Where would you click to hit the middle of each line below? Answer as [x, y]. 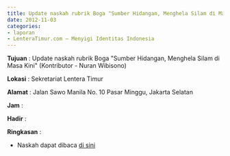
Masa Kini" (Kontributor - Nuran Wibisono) [67, 66]
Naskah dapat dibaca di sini [56, 145]
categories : [24, 26]
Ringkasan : [24, 132]
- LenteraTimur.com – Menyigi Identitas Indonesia [81, 39]
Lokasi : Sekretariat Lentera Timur [55, 79]
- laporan [21, 32]
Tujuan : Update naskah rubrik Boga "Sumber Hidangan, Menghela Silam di [114, 58]
